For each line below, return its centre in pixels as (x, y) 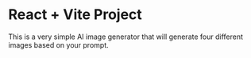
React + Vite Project (75, 15)
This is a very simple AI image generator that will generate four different (126, 37)
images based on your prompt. (58, 44)
